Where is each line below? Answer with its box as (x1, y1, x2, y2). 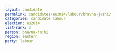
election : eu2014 (5, 20, 40, 26)
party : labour (5, 39, 34, 44)
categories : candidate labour (5, 16, 66, 21)
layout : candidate (5, 7, 42, 12)
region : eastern (5, 34, 38, 39)
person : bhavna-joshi (5, 30, 49, 34)
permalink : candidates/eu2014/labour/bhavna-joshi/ (5, 12, 111, 17)
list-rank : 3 (5, 25, 31, 30)
